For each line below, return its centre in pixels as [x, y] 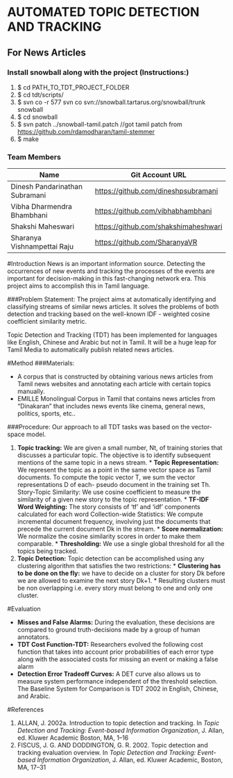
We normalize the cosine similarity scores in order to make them [109, 536]
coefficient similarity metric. [47, 322]
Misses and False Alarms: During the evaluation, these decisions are [116, 622]
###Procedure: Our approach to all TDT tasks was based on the [98, 427]
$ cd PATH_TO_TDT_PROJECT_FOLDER [73, 87]
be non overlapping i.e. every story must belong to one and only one [115, 588]
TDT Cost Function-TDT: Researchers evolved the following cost [110, 645]
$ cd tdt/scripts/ [40, 94]
